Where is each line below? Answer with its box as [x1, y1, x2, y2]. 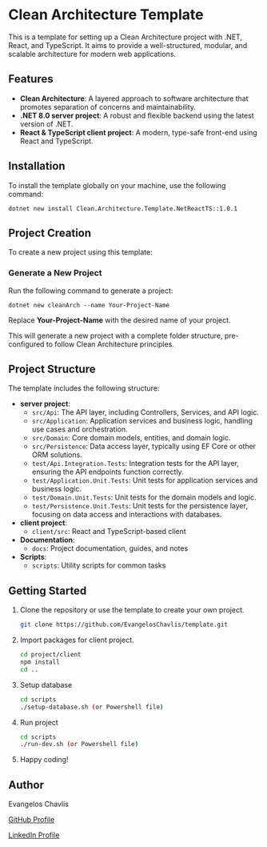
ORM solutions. [31, 450, 82, 460]
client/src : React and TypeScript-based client [31, 527, 186, 536]
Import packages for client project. [19, 635, 134, 645]
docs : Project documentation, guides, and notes [31, 544, 189, 553]
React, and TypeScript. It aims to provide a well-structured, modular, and [8, 40, 248, 50]
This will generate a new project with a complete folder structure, [8, 331, 223, 340]
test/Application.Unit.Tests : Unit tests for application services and [31, 476, 258, 485]
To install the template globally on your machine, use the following [8, 180, 226, 190]
